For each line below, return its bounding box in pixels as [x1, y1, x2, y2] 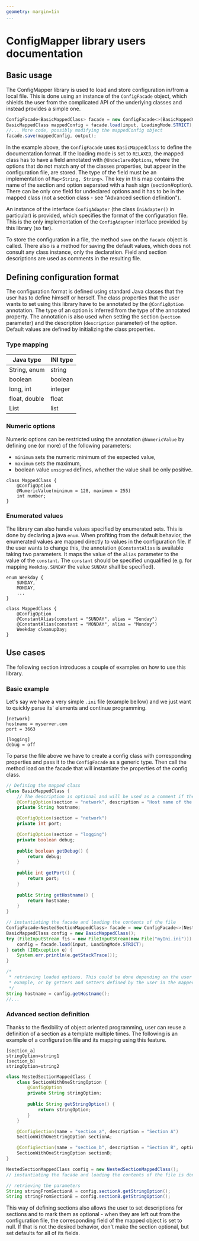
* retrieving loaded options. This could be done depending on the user [8, 974, 192, 980]
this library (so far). [6, 225, 53, 232]
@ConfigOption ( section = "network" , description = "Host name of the [17, 799, 192, 805]
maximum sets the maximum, [14, 460, 82, 467]
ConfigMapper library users [6, 34, 146, 47]
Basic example [6, 684, 49, 693]
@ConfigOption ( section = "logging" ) [17, 831, 108, 838]
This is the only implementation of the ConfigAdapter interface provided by [6, 218, 188, 225]
